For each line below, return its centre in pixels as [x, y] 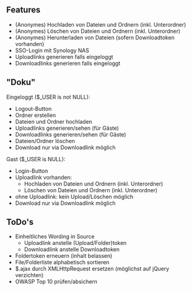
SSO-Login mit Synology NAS [52, 50]
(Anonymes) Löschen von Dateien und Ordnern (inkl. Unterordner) [98, 31]
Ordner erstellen [35, 115]
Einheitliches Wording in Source [55, 236]
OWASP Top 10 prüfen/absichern [56, 282]
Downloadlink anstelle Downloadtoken [72, 249]
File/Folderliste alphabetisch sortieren [62, 263]
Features [23, 10]
